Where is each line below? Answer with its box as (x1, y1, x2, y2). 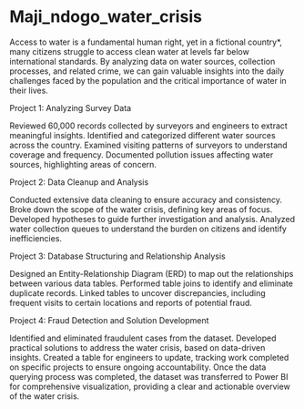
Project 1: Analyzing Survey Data (9, 102, 132, 113)
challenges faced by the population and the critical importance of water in (9, 75, 287, 86)
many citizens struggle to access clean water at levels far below (9, 46, 250, 56)
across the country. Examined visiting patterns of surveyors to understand (9, 139, 289, 150)
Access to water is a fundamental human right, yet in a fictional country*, (9, 36, 282, 47)
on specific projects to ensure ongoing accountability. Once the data (9, 362, 267, 373)
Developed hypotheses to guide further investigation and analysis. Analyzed (9, 213, 296, 224)
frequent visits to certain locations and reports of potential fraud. (9, 297, 253, 308)
